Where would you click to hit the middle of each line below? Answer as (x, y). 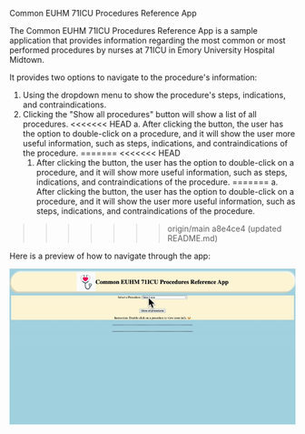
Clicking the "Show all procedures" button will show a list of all (139, 114)
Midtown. (27, 60)
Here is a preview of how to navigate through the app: (110, 256)
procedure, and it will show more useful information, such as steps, (162, 172)
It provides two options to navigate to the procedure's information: (133, 77)
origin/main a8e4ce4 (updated (225, 228)
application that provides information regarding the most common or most (148, 40)
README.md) (192, 238)
